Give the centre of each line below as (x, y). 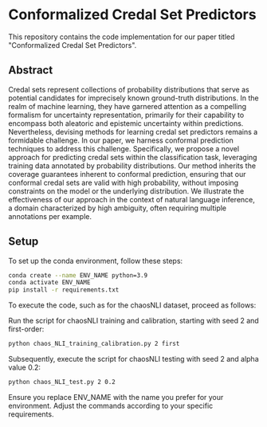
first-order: (26, 329)
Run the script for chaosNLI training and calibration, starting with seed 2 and (133, 321)
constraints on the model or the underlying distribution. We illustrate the (126, 191)
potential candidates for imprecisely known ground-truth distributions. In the (133, 98)
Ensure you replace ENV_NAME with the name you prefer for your (116, 397)
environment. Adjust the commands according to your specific (111, 405)
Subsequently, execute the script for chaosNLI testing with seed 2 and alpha (133, 359)
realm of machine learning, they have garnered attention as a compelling (128, 106)
